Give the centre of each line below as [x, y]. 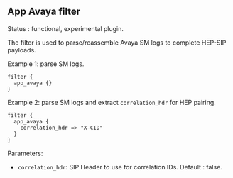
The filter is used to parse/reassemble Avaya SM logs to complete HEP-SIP [117, 43]
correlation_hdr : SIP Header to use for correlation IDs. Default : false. [120, 167]
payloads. [22, 50]
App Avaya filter [44, 12]
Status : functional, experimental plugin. [66, 28]
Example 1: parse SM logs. [46, 64]
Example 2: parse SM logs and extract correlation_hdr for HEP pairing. [112, 102]
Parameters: [25, 153]
